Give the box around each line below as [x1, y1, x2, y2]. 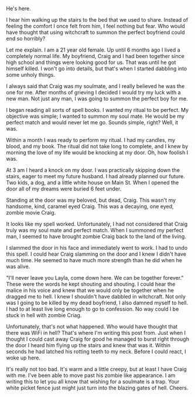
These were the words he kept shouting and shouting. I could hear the [6, 281, 176, 287]
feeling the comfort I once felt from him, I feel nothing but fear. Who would [6, 23, 186, 29]
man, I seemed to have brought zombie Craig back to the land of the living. [6, 233, 186, 240]
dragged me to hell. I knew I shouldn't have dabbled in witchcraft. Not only [6, 293, 186, 300]
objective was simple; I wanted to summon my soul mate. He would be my [6, 113, 184, 120]
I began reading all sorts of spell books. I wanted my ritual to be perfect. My [6, 107, 189, 113]
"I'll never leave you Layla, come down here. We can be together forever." [6, 274, 184, 281]
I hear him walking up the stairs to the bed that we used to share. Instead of [6, 16, 189, 23]
